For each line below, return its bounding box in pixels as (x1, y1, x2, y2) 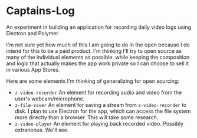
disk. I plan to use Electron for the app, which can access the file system (14, 107, 191, 115)
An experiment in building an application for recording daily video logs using (6, 23, 192, 31)
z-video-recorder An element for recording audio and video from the (14, 89, 182, 96)
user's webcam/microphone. (14, 95, 85, 102)
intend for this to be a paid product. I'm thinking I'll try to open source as (6, 47, 182, 54)
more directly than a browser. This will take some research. (14, 113, 159, 121)
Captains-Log (6, 4, 75, 18)
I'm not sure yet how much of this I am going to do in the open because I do (6, 41, 190, 48)
